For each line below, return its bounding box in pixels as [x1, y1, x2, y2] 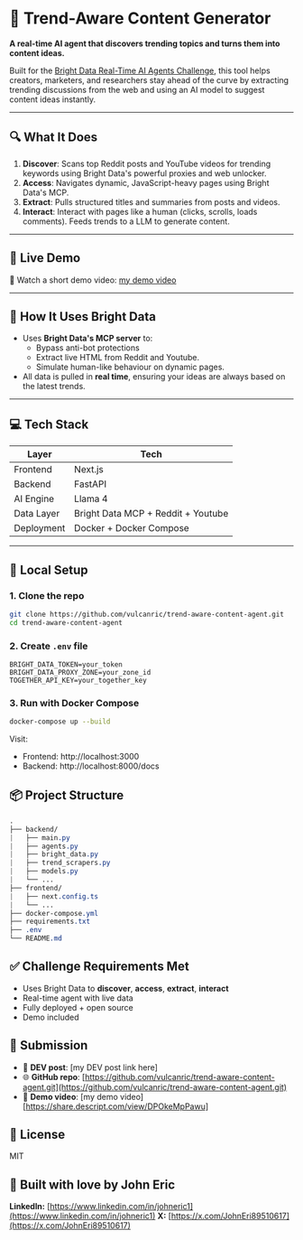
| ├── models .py [9, 867, 78, 876]
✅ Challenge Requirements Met [9, 959, 189, 974]
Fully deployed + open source [22, 1002, 133, 1012]
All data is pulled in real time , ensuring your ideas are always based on [22, 371, 286, 382]
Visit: [9, 733, 29, 744]
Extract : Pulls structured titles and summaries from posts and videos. [22, 196, 280, 207]
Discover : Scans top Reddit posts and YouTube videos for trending [22, 158, 271, 169]
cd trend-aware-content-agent [9, 618, 124, 627]
